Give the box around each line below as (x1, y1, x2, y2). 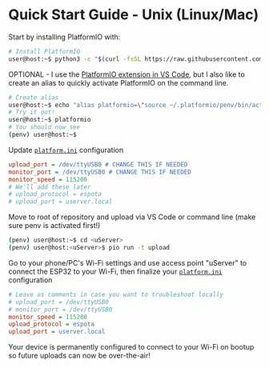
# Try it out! (8, 108, 56, 117)
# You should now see (8, 123, 81, 131)
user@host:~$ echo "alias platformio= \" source (8, 101, 167, 109)
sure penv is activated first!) (8, 221, 101, 230)
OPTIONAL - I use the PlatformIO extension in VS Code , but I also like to (8, 70, 246, 79)
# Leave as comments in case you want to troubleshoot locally (8, 290, 224, 298)
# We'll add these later (8, 182, 91, 191)
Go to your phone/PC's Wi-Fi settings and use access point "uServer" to (8, 258, 247, 267)
